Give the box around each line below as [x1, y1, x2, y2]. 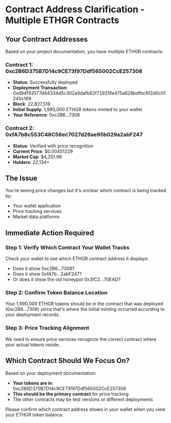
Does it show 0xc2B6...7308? [12, 265, 75, 272]
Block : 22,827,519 [12, 101, 51, 107]
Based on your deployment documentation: [5, 370, 97, 376]
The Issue [5, 174, 37, 182]
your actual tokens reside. [5, 342, 60, 348]
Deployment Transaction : [12, 84, 68, 91]
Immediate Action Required [5, 228, 94, 237]
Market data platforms [12, 214, 60, 220]
